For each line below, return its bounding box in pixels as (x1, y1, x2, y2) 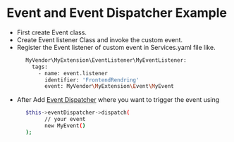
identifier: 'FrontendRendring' (44, 76, 140, 84)
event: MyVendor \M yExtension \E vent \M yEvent (44, 83, 174, 90)
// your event (44, 116, 86, 123)
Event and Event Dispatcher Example (6, 5, 227, 21)
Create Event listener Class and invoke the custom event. (16, 35, 183, 44)
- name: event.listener (37, 70, 109, 77)
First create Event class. (16, 28, 87, 37)
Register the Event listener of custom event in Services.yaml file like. (16, 43, 216, 51)
